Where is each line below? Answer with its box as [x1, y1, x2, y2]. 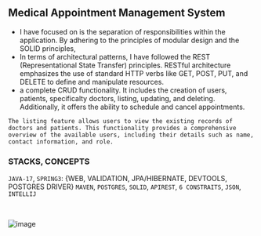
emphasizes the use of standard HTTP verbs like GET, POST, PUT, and [19, 68, 248, 78]
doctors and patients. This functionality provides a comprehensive [8, 124, 237, 132]
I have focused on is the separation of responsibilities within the [19, 27, 226, 36]
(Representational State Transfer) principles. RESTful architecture [19, 60, 231, 70]
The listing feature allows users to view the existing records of [8, 117, 234, 125]
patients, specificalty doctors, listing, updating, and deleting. [19, 93, 216, 103]
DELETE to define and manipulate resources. [19, 77, 165, 86]
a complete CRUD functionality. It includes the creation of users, [19, 85, 227, 95]
